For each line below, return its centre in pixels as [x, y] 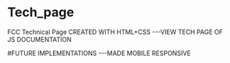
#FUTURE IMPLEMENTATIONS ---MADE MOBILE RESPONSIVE [99, 53]
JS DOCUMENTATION [40, 39]
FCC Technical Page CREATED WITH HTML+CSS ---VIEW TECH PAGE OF [115, 32]
